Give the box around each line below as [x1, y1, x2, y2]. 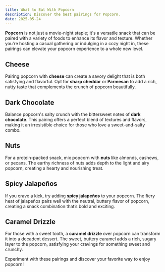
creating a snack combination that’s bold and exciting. [5, 203, 115, 209]
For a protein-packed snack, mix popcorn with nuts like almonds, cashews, [5, 155, 159, 161]
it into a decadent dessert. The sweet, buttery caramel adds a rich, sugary [5, 236, 157, 242]
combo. [5, 127, 21, 133]
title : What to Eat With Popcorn [5, 7, 74, 12]
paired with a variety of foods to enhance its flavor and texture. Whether [5, 35, 153, 41]
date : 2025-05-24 [5, 16, 41, 21]
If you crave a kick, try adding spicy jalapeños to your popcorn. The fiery [5, 193, 155, 199]
